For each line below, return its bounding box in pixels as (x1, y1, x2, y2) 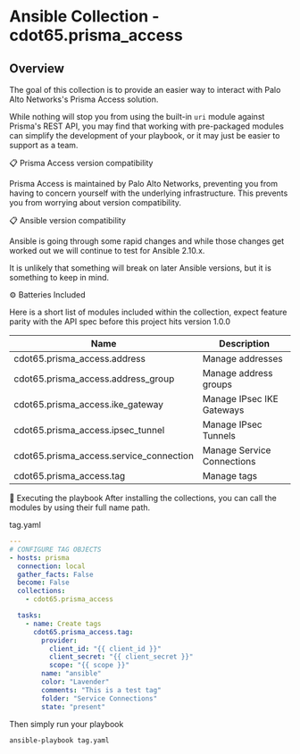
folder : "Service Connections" (41, 694, 158, 703)
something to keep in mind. (9, 272, 110, 282)
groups (202, 378, 233, 390)
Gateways (202, 404, 245, 416)
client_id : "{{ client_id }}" (48, 644, 162, 653)
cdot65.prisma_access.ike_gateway (13, 398, 163, 410)
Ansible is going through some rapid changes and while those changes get (9, 236, 285, 247)
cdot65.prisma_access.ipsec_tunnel (13, 424, 165, 436)
